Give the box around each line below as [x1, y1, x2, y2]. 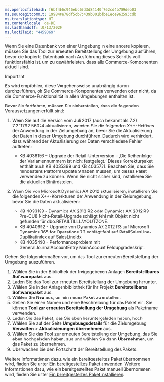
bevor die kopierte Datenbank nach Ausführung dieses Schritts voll [5, 54, 140, 59]
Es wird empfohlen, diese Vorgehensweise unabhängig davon [5, 83, 129, 88]
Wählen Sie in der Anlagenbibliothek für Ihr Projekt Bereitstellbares [12, 284, 148, 290]
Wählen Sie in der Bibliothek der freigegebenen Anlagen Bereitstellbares [12, 269, 159, 274]
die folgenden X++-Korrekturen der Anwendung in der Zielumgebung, [12, 193, 153, 199]
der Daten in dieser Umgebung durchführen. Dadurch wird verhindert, [12, 133, 153, 139]
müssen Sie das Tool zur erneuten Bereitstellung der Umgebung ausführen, [5, 48, 157, 54]
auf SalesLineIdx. [48, 234, 83, 240]
